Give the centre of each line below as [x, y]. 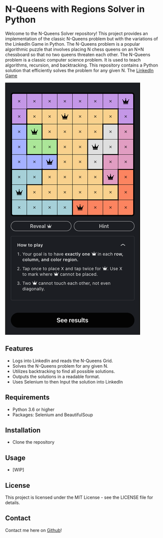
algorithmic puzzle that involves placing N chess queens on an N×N [75, 49]
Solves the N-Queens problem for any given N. [60, 366]
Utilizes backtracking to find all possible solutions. [64, 371]
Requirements [27, 398]
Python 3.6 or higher [33, 409]
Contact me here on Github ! [34, 530]
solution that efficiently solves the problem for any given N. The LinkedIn [80, 70]
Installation [23, 430]
